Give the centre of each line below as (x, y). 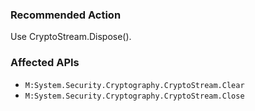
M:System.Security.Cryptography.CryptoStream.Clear (134, 85)
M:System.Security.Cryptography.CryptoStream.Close (134, 96)
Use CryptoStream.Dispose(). (71, 37)
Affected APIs (45, 63)
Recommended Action (66, 15)
